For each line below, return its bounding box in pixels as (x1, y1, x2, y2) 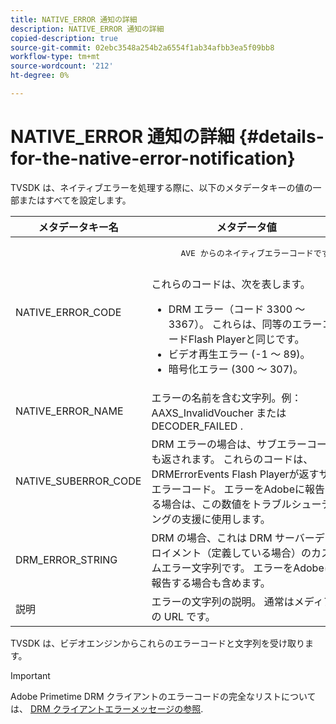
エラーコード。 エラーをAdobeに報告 (151, 482, 325, 496)
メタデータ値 (216, 220, 277, 234)
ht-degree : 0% (10, 71, 70, 81)
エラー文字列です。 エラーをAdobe (161, 561, 325, 575)
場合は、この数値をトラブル (161, 497, 292, 511)
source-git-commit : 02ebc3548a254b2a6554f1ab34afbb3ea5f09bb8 (10, 42, 275, 53)
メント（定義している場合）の (171, 546, 312, 560)
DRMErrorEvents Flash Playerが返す (151, 467, 320, 481)
